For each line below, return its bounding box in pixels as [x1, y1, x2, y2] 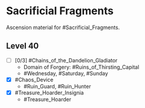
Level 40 [6, 41, 39, 51]
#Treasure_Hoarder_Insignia [14, 89, 84, 96]
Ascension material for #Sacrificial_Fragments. [6, 24, 120, 31]
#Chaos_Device [14, 76, 54, 83]
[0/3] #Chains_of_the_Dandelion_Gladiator [14, 56, 118, 63]
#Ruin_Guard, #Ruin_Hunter [23, 82, 91, 90]
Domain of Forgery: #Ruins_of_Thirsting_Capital [23, 63, 140, 71]
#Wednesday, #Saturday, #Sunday [23, 69, 108, 77]
